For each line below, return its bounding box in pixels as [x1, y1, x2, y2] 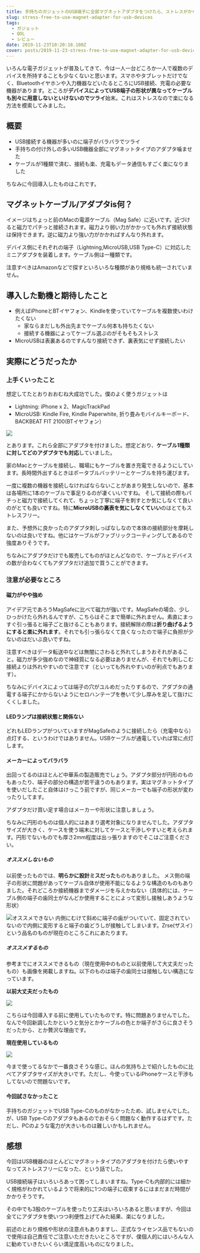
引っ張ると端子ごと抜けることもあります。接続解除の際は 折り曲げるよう [16, 621, 193, 628]
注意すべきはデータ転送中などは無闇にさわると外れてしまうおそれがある [6, 649, 183, 655]
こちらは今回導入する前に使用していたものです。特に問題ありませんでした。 [6, 1012, 193, 1019]
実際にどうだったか [6, 356, 77, 366]
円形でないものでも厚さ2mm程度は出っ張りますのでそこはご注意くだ [15, 834, 185, 841]
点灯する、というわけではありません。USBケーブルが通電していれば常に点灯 [6, 735, 193, 742]
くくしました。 [6, 698, 43, 705]
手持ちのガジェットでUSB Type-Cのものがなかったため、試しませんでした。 [6, 1107, 193, 1114]
